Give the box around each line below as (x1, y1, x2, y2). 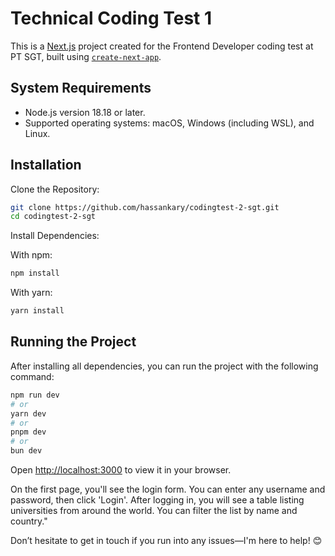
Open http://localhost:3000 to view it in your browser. (10, 464, 232, 476)
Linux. (24, 127, 51, 139)
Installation (10, 157, 82, 174)
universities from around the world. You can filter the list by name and (10, 505, 298, 516)
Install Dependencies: (10, 230, 100, 242)
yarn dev (10, 408, 47, 419)
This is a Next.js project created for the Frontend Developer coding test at (10, 40, 314, 52)
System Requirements (10, 80, 152, 97)
